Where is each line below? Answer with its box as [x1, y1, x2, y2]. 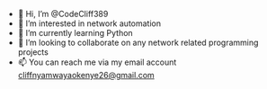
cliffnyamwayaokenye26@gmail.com [17, 70, 155, 80]
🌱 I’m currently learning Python [17, 28, 133, 38]
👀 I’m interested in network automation [17, 18, 162, 29]
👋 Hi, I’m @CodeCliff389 [17, 9, 109, 19]
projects [17, 47, 49, 58]
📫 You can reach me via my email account [17, 57, 177, 67]
